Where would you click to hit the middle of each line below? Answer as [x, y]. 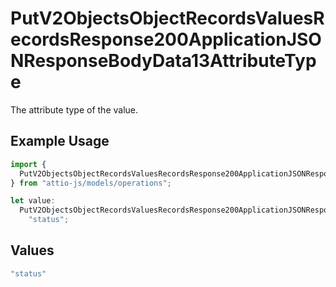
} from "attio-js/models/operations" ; [91, 183]
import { [28, 164]
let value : [33, 201]
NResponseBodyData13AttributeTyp [163, 61]
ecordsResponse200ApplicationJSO [166, 39]
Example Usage [60, 141]
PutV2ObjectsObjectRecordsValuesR [167, 18]
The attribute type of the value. [74, 109]
